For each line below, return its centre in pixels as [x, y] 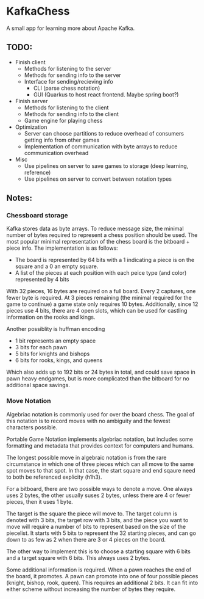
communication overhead [56, 153]
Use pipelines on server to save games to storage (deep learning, [106, 165]
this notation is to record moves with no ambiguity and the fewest [88, 421]
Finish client [30, 62]
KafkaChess [38, 11]
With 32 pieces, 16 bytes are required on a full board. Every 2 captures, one [101, 291]
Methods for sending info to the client [71, 114]
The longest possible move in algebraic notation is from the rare [86, 457]
